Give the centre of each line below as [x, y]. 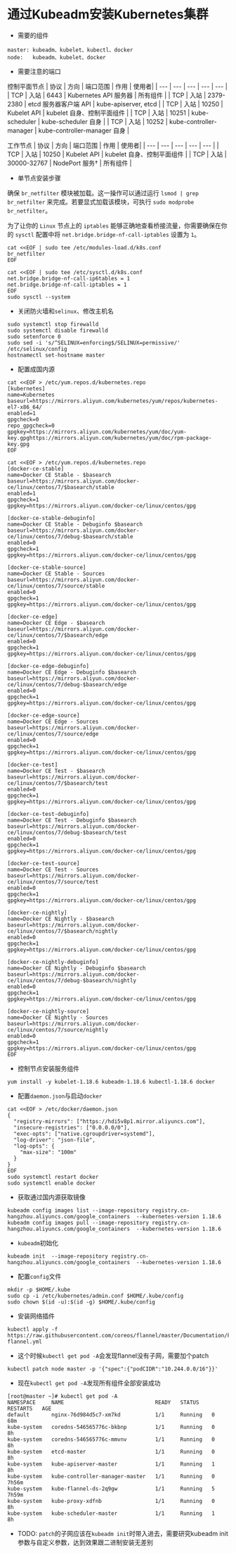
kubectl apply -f [33, 1329]
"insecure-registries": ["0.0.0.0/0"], [72, 1127]
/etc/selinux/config [38, 349]
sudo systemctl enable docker [52, 1183]
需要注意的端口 [39, 71]
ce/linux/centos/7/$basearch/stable [61, 487]
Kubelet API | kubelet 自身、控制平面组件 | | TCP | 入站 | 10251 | [99, 113]
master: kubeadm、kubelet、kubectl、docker [70, 50]
